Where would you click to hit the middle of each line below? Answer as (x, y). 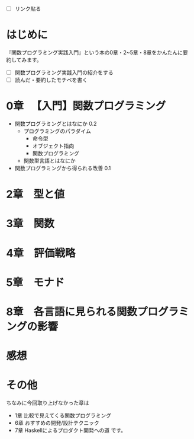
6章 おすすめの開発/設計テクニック (57, 423)
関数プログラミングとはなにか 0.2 (56, 124)
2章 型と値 (35, 194)
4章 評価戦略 (41, 253)
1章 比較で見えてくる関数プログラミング (63, 416)
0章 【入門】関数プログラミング (86, 106)
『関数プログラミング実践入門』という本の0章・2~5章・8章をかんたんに (95, 53)
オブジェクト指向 (53, 146)
